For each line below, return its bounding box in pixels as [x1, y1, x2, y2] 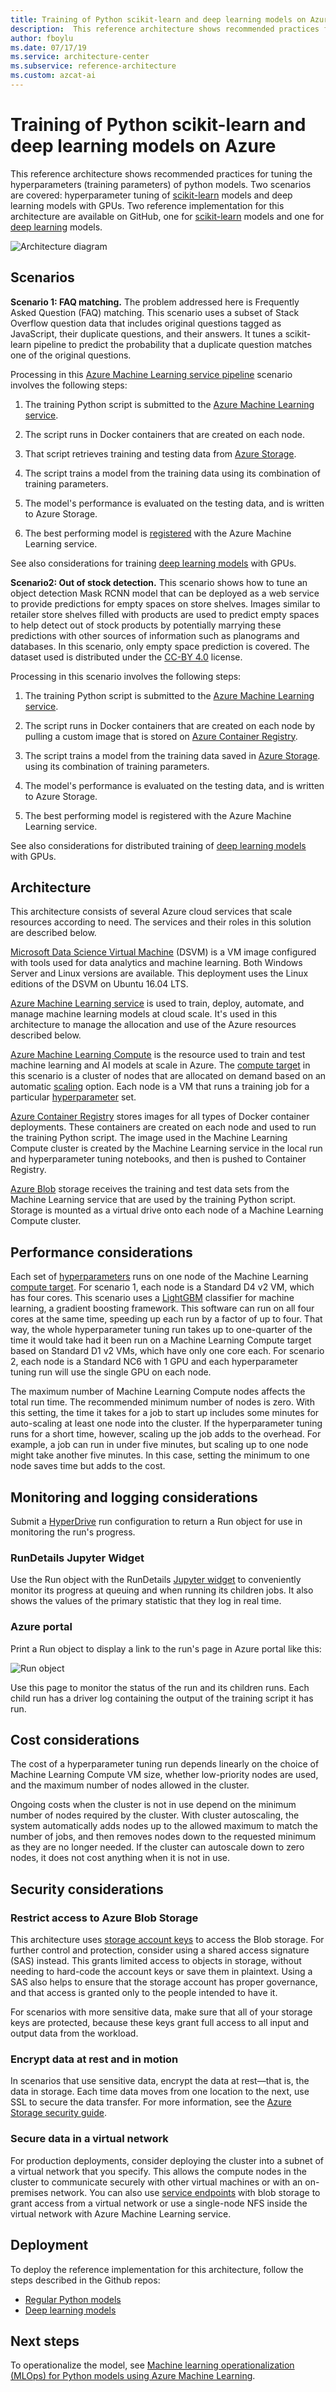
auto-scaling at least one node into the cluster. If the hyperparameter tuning [10, 1417, 323, 1430]
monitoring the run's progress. [10, 1526, 136, 1538]
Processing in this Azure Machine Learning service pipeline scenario [10, 368, 293, 380]
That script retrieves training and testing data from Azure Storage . [24, 447, 297, 460]
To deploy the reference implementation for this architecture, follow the [10, 2263, 304, 2275]
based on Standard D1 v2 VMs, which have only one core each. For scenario [10, 1345, 325, 1357]
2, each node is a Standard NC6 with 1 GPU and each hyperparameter [10, 1356, 299, 1368]
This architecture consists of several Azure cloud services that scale [10, 906, 293, 918]
